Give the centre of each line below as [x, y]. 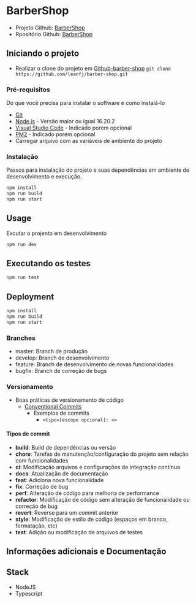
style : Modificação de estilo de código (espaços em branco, [91, 519]
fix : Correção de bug [42, 486]
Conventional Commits [53, 407]
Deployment [30, 297]
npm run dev [21, 244]
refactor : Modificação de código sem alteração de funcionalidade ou [102, 499]
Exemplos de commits [62, 413]
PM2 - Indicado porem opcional [55, 134]
